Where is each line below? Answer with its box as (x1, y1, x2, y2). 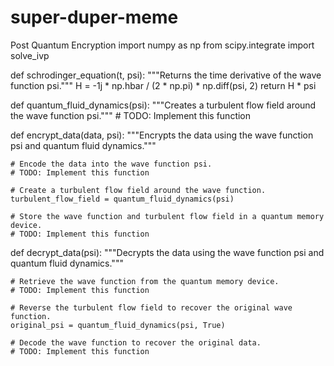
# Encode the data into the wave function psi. (10, 159, 213, 169)
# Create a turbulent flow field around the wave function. (10, 185, 267, 195)
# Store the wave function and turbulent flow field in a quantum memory (10, 211, 325, 221)
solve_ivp (10, 49, 50, 61)
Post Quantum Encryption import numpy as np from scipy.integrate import (10, 39, 315, 51)
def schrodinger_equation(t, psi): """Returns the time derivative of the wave (10, 69, 322, 81)
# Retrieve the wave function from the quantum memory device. (10, 276, 280, 286)
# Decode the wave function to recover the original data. (10, 337, 262, 348)
